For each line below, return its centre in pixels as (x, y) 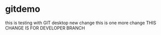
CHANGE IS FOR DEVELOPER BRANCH (45, 28)
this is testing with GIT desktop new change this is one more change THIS (81, 23)
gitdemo (23, 9)
